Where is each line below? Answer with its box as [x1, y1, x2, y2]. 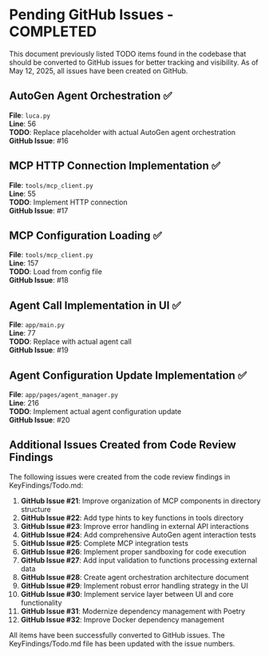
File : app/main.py [9, 320, 65, 329]
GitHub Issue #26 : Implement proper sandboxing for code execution [20, 547, 247, 556]
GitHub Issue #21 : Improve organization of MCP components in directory [20, 495, 261, 505]
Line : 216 [9, 398, 39, 408]
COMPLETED [9, 22, 97, 41]
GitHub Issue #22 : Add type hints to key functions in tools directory [20, 513, 244, 523]
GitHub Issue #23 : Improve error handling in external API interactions [20, 521, 250, 531]
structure [20, 504, 51, 514]
